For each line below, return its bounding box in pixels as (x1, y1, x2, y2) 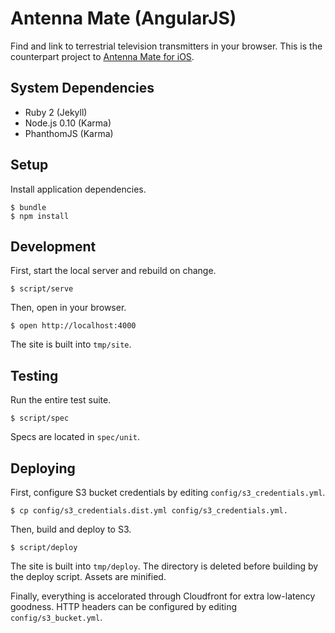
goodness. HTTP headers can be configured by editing (10, 601, 238, 612)
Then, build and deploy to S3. (10, 523, 132, 535)
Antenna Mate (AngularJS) (10, 7, 237, 30)
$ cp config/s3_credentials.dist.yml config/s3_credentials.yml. (10, 506, 288, 516)
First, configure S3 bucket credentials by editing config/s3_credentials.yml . (10, 487, 326, 498)
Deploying (10, 460, 76, 477)
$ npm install (10, 211, 70, 221)
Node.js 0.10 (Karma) (24, 117, 112, 129)
